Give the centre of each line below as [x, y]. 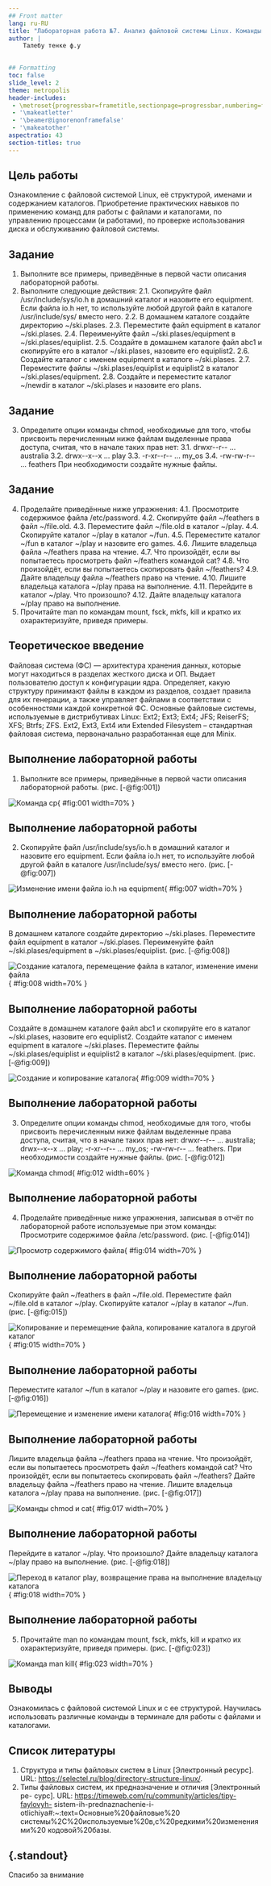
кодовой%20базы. [79, 1830]
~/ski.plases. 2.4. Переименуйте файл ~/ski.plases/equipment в [128, 334]
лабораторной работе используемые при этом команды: [119, 1226]
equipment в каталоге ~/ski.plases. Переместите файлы [104, 1045]
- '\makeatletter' [43, 113]
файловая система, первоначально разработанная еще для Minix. [122, 734]
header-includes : [38, 98]
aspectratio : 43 [35, 135]
